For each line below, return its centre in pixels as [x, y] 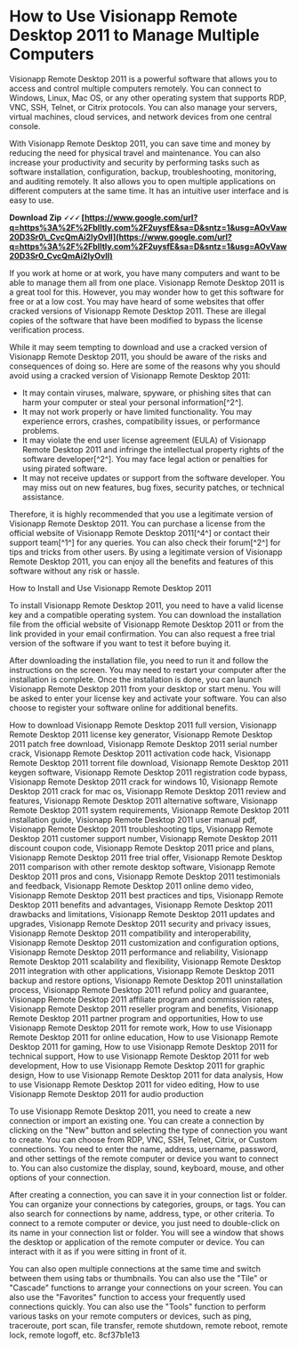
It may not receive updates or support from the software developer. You [153, 477]
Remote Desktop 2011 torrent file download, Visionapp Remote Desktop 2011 [149, 762]
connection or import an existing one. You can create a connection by [137, 1120]
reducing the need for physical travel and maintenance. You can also [135, 152]
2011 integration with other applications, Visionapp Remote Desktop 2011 [142, 971]
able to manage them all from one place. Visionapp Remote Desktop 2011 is [147, 282]
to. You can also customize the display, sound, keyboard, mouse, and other [147, 1167]
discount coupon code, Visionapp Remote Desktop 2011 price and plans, [142, 848]
